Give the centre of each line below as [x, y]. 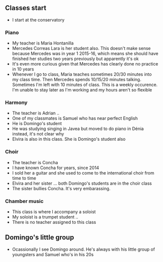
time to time [24, 178]
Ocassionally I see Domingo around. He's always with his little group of [83, 249]
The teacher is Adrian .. [36, 113]
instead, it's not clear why [38, 134]
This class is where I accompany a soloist [54, 212]
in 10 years [23, 69]
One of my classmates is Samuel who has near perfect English [75, 118]
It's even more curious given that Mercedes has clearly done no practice [85, 64]
